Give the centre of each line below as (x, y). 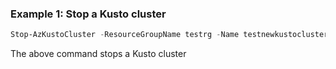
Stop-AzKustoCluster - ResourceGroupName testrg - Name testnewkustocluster (169, 35)
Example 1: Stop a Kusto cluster (88, 14)
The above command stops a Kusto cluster (98, 54)
